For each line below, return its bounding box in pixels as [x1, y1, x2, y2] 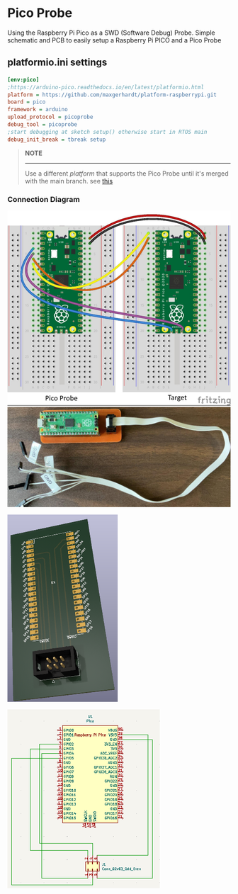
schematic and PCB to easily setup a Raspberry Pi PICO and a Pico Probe [7, 35, 222, 44]
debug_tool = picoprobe [7, 121, 78, 128]
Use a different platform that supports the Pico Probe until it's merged [24, 169, 229, 178]
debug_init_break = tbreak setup [7, 136, 106, 143]
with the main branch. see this [24, 176, 113, 185]
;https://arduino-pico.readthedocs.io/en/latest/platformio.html [7, 84, 204, 91]
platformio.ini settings [7, 57, 108, 69]
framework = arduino [7, 106, 69, 113]
